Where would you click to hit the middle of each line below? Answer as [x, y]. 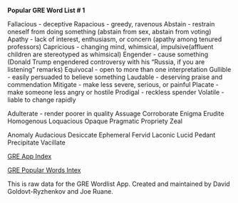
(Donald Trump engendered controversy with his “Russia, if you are [106, 62]
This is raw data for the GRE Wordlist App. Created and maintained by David [119, 184]
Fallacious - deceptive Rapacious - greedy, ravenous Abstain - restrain [111, 24]
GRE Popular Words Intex [44, 170]
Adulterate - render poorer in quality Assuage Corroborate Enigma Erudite [116, 114]
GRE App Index [30, 156]
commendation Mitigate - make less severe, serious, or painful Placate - [113, 84]
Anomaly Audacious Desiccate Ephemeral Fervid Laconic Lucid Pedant [112, 135]
